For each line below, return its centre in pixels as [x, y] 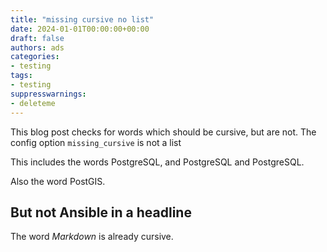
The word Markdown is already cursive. [92, 237]
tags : [21, 76]
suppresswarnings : [48, 94]
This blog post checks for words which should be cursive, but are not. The [163, 132]
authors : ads [37, 47]
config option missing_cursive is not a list [96, 142]
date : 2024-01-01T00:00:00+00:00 [80, 29]
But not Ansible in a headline [101, 212]
